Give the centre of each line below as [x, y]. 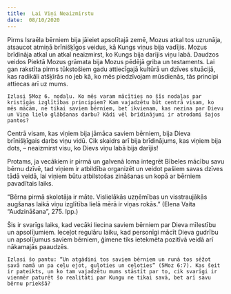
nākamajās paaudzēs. [38, 246]
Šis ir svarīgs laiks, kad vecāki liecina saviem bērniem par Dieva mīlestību [112, 224]
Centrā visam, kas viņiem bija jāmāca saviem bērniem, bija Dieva [99, 133]
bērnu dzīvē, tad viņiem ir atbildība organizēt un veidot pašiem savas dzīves [115, 168]
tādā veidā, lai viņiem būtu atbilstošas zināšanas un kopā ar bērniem [104, 176]
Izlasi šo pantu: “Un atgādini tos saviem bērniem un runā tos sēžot [109, 259]
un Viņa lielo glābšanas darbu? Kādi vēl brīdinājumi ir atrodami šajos [114, 115]
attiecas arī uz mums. [38, 84]
